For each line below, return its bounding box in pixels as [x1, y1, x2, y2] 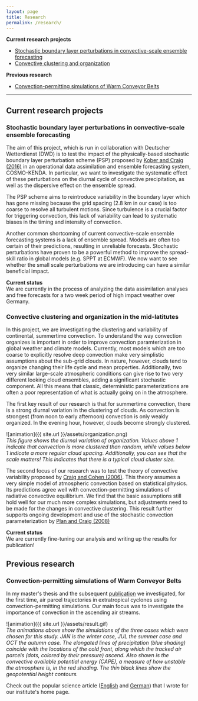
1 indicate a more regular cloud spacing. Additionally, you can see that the [6, 450, 187, 457]
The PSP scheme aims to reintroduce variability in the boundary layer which [6, 193, 190, 201]
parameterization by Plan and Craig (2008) [6, 518, 110, 525]
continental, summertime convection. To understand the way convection [6, 332, 182, 340]
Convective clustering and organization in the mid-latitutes [6, 312, 179, 321]
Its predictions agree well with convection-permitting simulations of [6, 486, 170, 493]
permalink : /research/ [6, 20, 62, 25]
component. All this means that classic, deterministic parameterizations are [6, 383, 189, 390]
